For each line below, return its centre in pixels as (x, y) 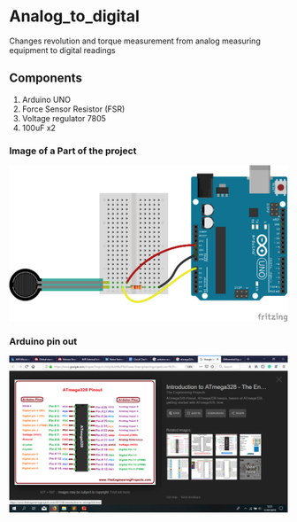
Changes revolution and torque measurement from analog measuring (135, 41)
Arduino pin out (43, 341)
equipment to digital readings (63, 50)
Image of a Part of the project (73, 151)
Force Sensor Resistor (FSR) (73, 109)
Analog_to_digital (74, 16)
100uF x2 (38, 128)
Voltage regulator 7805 (64, 118)
